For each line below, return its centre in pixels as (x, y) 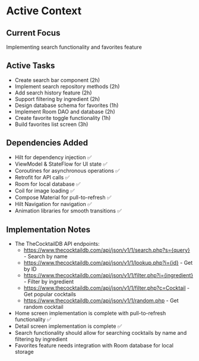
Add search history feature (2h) (53, 93)
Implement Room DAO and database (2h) (65, 112)
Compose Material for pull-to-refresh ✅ (63, 197)
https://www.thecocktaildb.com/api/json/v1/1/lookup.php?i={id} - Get (108, 263)
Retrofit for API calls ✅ (42, 177)
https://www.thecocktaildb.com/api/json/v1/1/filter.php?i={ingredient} (108, 275)
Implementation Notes (48, 230)
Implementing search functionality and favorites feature (74, 47)
